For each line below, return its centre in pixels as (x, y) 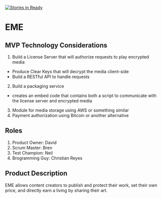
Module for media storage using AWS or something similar (71, 110)
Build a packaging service (38, 86)
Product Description (36, 173)
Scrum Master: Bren (32, 148)
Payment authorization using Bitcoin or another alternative (70, 115)
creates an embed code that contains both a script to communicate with (84, 96)
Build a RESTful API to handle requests (51, 77)
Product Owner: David (34, 142)
